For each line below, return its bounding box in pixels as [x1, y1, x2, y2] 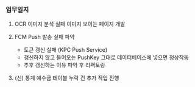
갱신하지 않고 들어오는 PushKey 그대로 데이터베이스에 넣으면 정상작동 [23, 54, 190, 61]
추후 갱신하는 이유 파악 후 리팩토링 [23, 61, 105, 69]
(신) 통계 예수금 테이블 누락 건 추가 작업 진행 [14, 74, 119, 82]
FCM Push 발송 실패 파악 [14, 33, 75, 41]
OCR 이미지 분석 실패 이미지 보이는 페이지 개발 [14, 20, 126, 28]
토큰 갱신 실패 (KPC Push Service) [23, 46, 108, 54]
